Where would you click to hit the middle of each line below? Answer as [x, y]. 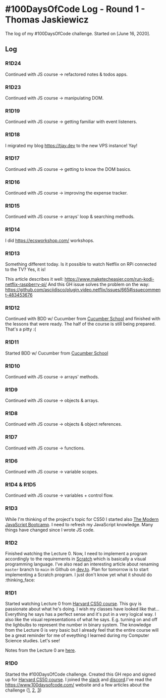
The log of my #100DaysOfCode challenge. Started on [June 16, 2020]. [78, 33]
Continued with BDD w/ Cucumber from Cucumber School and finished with [83, 319]
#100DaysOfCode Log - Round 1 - [75, 9]
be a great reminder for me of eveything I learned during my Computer [77, 635]
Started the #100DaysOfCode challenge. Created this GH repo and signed [81, 674]
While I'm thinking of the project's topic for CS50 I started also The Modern [82, 519]
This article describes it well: [34, 279]
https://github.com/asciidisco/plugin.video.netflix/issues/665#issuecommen [83, 290]
